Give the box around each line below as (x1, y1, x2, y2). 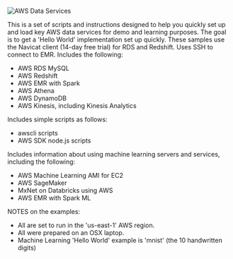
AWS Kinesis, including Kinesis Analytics (17, 102, 137, 109)
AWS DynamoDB (17, 94, 67, 102)
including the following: (7, 157, 76, 166)
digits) (17, 243, 37, 252)
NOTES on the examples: (7, 207, 80, 215)
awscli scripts (17, 129, 58, 137)
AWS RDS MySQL (17, 64, 69, 72)
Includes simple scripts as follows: (7, 115, 108, 124)
